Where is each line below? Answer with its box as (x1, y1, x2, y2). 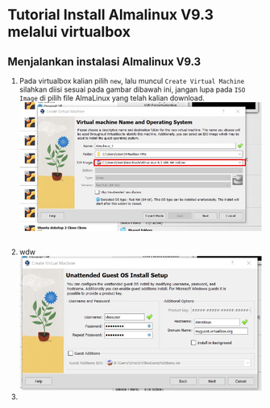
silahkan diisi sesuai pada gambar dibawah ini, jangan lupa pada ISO (19, 84, 246, 94)
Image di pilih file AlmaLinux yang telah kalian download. (19, 93, 205, 102)
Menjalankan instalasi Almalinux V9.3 (7, 55, 201, 68)
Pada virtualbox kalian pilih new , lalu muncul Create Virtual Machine (19, 76, 245, 85)
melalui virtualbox (7, 23, 131, 41)
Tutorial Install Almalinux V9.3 (7, 6, 214, 24)
